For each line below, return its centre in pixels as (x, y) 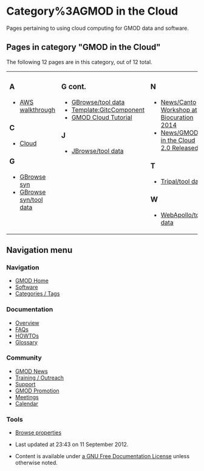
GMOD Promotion (37, 391)
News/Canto (178, 102)
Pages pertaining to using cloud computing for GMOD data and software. (98, 28)
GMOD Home (32, 281)
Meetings (27, 397)
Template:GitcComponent (108, 110)
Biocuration (177, 117)
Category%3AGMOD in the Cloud (92, 11)
